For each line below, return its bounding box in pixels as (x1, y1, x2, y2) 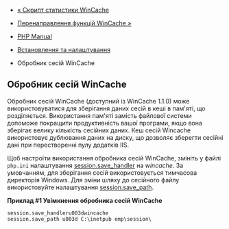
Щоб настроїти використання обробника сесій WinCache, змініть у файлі (7, 154, 221, 162)
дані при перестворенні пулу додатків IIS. (7, 141, 129, 149)
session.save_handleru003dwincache (7, 209, 109, 217)
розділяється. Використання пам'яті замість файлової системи (7, 111, 192, 119)
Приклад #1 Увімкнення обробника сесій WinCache (7, 196, 162, 204)
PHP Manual (16, 32, 53, 40)
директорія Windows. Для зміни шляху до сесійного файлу (7, 176, 180, 184)
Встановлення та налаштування (16, 46, 111, 53)
